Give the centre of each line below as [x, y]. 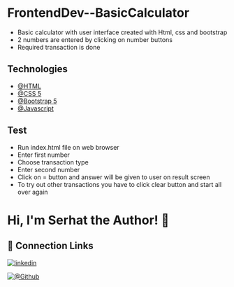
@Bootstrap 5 [37, 101]
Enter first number [43, 155]
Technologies [38, 69]
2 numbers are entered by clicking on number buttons [95, 39]
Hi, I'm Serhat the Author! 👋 [88, 220]
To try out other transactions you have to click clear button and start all [119, 184]
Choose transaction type [53, 162]
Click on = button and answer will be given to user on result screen [114, 177]
